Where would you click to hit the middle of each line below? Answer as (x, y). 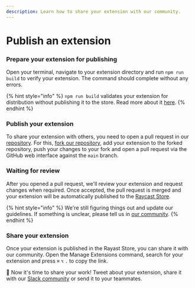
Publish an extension (58, 40)
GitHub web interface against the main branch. (62, 156)
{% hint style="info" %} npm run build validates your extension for (87, 96)
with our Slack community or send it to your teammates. (74, 279)
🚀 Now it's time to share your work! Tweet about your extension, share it (94, 272)
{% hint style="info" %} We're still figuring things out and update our (90, 208)
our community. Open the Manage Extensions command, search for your (95, 255)
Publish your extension (40, 124)
